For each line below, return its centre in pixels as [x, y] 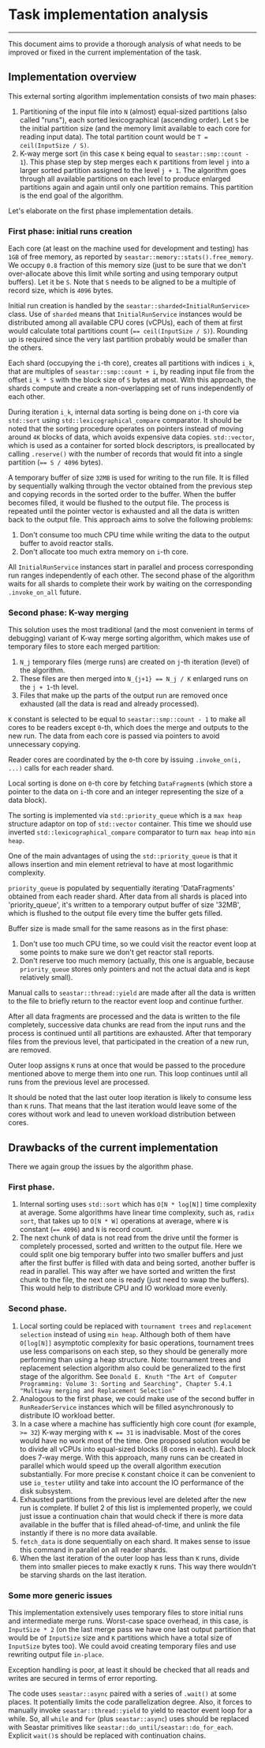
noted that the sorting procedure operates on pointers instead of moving [126, 429]
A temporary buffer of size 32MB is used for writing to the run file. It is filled [129, 478]
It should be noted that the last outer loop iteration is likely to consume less [130, 1098]
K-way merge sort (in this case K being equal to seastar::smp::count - [134, 153]
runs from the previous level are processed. [79, 1082]
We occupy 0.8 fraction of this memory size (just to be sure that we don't [127, 266]
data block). [28, 801]
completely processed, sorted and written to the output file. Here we [131, 1246]
